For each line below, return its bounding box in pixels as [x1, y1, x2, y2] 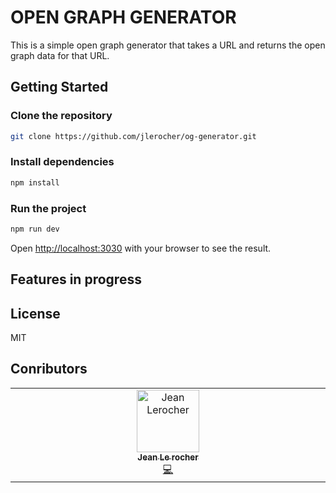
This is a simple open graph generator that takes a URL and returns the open [10, 39, 326, 51]
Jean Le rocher [137, 451, 199, 463]
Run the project [10, 201, 87, 215]
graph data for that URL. [10, 49, 110, 61]
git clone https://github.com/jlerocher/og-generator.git [10, 131, 257, 141]
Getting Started [10, 79, 109, 96]
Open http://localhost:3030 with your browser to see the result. [10, 242, 272, 254]
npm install [10, 177, 60, 188]
